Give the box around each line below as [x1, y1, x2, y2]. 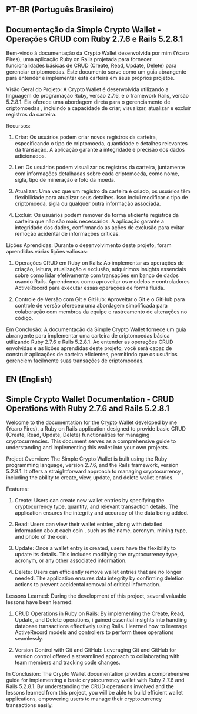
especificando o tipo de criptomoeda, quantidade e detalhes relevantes [14, 140, 188, 147]
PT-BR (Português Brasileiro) [6, 5, 114, 15]
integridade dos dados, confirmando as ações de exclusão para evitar [14, 224, 185, 231]
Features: [6, 485, 29, 493]
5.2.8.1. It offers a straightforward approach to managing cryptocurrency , [6, 468, 184, 475]
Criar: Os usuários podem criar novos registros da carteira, [14, 134, 158, 141]
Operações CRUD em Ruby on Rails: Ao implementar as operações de [14, 259, 184, 266]
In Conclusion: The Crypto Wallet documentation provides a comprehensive [6, 670, 190, 678]
